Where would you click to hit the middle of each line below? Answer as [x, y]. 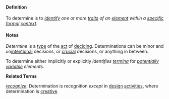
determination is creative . [32, 91]
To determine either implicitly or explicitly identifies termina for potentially [82, 61]
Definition [16, 7]
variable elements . [25, 67]
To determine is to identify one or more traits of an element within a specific [85, 18]
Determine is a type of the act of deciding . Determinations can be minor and [85, 46]
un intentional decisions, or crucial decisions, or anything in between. [77, 52]
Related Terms [21, 76]
